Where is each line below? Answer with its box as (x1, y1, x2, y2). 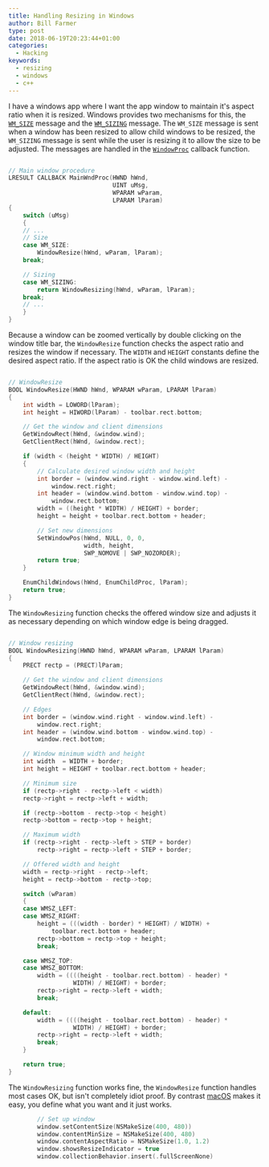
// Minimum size (22, 779, 78, 787)
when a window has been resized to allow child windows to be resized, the (8, 126, 255, 137)
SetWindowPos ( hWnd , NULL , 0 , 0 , (37, 534, 146, 542)
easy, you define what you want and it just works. (8, 1099, 173, 1109)
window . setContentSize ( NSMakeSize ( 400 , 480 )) (37, 1123, 193, 1131)
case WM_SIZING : (22, 278, 78, 286)
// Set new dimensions (37, 526, 113, 535)
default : (22, 1009, 52, 1017)
